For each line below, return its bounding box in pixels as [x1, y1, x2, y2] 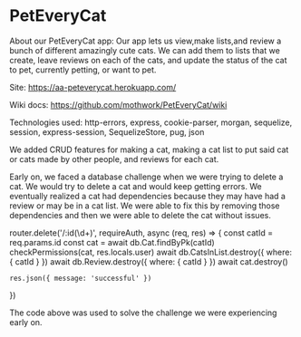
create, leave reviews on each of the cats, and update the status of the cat [9, 54, 287, 65]
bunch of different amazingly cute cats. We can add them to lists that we [9, 44, 281, 55]
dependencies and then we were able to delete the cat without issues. [9, 209, 272, 220]
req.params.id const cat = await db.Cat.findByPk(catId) [9, 236, 215, 247]
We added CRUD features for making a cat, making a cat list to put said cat [9, 144, 289, 155]
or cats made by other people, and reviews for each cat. [9, 153, 219, 164]
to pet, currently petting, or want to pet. [9, 64, 157, 75]
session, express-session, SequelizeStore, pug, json [9, 126, 205, 137]
